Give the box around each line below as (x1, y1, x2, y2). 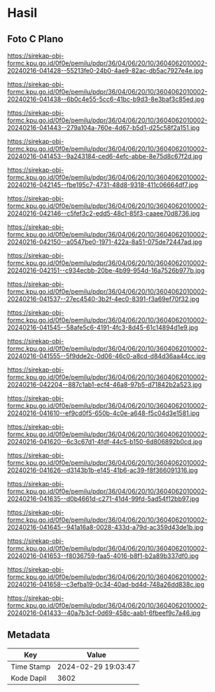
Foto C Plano (7, 33, 64, 45)
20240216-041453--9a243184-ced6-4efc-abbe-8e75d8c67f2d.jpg (7, 152, 202, 160)
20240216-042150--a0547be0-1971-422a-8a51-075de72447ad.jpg (7, 237, 202, 246)
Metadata (7, 629, 50, 641)
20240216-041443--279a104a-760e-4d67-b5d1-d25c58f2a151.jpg (7, 124, 200, 131)
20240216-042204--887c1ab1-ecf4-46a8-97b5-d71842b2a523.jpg (7, 381, 202, 389)
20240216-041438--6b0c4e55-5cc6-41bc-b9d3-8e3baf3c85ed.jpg (7, 95, 204, 103)
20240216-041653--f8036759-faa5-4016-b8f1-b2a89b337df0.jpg (7, 551, 199, 560)
